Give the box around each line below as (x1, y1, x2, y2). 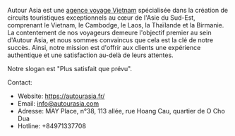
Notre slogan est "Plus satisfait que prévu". (7, 65, 133, 73)
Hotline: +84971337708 (17, 122, 87, 130)
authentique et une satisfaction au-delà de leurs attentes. (7, 51, 174, 59)
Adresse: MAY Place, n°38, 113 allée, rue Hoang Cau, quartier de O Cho (17, 107, 226, 115)
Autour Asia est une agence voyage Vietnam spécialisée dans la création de (7, 6, 228, 14)
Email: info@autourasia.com (17, 99, 100, 108)
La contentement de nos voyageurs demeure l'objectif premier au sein (7, 28, 212, 37)
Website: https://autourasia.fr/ (17, 92, 105, 100)
